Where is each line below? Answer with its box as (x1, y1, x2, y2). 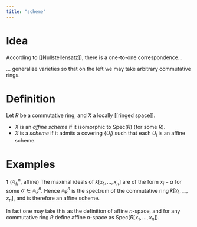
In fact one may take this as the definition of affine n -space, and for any (6, 207, 180, 215)
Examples (6, 158, 55, 171)
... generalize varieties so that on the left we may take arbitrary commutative (6, 65, 191, 72)
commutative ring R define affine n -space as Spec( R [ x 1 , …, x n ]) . (6, 213, 160, 222)
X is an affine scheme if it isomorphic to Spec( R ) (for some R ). (14, 123, 166, 130)
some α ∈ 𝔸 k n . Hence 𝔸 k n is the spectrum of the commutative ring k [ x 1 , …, (6, 186, 188, 196)
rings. (6, 72, 21, 79)
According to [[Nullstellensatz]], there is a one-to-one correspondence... (6, 54, 183, 61)
